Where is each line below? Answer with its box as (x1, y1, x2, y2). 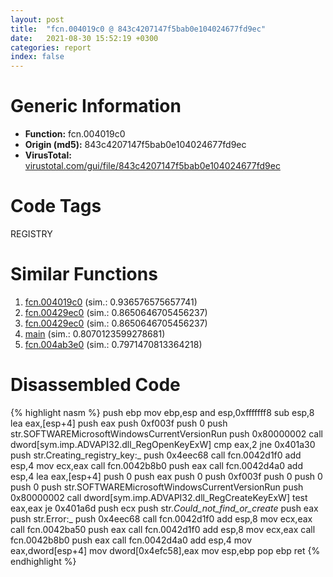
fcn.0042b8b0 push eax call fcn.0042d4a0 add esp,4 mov (10, 534, 252, 546)
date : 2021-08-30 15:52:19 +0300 (10, 33, 159, 43)
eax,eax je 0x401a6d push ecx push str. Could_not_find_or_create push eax (10, 502, 319, 514)
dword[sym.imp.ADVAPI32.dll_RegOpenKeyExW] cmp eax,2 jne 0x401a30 (10, 438, 316, 450)
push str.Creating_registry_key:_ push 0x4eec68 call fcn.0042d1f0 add (10, 449, 302, 461)
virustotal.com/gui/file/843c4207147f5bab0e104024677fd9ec (24, 160, 281, 172)
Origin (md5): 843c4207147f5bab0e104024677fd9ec (24, 139, 247, 151)
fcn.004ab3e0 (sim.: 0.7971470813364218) (24, 338, 203, 350)
